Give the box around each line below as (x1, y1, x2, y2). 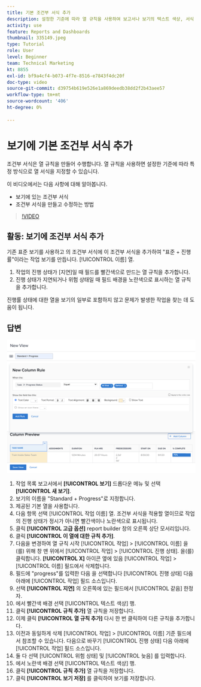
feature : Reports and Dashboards (7, 29, 90, 35)
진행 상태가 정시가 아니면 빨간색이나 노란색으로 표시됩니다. (22, 517, 158, 525)
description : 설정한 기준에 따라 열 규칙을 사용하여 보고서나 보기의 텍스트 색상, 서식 (7, 16, 194, 22)
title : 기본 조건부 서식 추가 (7, 10, 71, 16)
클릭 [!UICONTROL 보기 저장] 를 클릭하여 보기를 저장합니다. (15, 674, 156, 682)
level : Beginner (7, 54, 47, 60)
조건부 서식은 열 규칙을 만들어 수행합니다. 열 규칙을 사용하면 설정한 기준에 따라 (7, 160, 189, 167)
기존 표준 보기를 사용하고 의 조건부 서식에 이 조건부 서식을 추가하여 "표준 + (7, 249, 180, 256)
